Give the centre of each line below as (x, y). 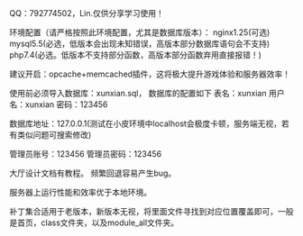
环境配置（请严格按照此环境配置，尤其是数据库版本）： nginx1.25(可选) (140, 32)
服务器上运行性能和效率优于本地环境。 (80, 192)
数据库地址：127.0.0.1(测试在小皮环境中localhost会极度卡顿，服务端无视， (146, 123)
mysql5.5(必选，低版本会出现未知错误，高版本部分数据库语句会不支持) (140, 44)
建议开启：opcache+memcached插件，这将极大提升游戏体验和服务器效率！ (150, 74)
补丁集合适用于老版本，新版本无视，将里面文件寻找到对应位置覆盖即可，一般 (151, 211)
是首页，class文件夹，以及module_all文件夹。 (94, 222)
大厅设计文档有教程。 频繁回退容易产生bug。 (93, 173)
